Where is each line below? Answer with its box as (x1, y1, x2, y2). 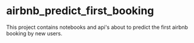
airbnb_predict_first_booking (6, 4, 154, 18)
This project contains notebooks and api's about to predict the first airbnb (6, 24, 189, 31)
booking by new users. (6, 29, 63, 37)
